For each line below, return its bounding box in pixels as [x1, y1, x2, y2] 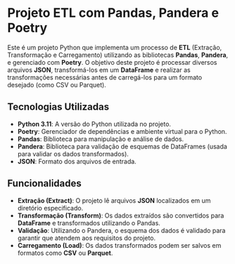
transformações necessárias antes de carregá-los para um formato [7, 73, 203, 82]
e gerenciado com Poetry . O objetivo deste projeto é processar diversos [7, 58, 217, 66]
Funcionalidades [7, 177, 82, 189]
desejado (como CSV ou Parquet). [7, 80, 107, 89]
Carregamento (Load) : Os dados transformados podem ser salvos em [17, 241, 222, 249]
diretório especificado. [17, 203, 84, 212]
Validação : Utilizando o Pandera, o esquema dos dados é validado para [17, 226, 226, 234]
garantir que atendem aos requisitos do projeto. [17, 234, 156, 242]
